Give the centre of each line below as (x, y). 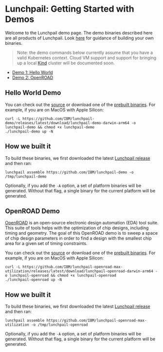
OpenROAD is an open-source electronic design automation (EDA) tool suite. (82, 223)
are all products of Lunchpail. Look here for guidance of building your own (80, 38)
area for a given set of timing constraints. (46, 243)
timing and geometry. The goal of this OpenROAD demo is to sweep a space (81, 233)
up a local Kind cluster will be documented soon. (66, 63)
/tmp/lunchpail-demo (26, 176)
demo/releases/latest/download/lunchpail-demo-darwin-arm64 (67, 123)
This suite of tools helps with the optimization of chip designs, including (77, 228)
